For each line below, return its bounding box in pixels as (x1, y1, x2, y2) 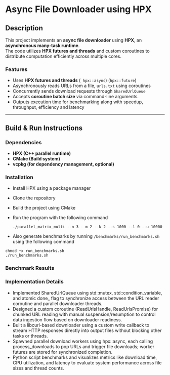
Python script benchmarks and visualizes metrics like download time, (12, 354, 157, 360)
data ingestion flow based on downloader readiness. (12, 316, 122, 322)
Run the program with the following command (12, 215, 108, 221)
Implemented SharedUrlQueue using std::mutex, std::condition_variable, (12, 289, 162, 296)
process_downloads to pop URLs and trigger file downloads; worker (12, 343, 155, 350)
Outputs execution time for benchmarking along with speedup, (12, 99, 143, 105)
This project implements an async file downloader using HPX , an (5, 37, 142, 43)
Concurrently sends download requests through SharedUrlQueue (12, 88, 146, 94)
